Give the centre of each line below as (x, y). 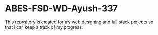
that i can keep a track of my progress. (44, 27)
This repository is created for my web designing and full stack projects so (79, 22)
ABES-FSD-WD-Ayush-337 (62, 9)
